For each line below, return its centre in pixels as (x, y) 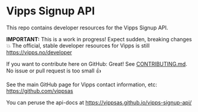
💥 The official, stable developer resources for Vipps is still (78, 46)
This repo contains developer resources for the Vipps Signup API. (87, 28)
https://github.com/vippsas (40, 90)
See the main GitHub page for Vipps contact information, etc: (82, 84)
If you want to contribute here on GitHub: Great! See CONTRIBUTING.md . (97, 63)
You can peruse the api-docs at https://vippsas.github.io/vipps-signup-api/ (99, 102)
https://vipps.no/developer (39, 52)
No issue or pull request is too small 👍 (54, 71)
